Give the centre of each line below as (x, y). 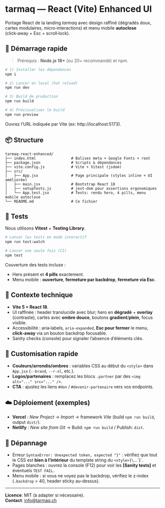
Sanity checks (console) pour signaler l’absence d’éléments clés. (78, 338)
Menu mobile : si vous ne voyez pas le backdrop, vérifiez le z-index (80, 476)
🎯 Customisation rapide (42, 354)
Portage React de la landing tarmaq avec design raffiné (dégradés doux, (78, 23)
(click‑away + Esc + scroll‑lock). (38, 33)
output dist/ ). (26, 422)
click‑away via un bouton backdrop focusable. (59, 333)
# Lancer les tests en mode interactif (46, 237)
